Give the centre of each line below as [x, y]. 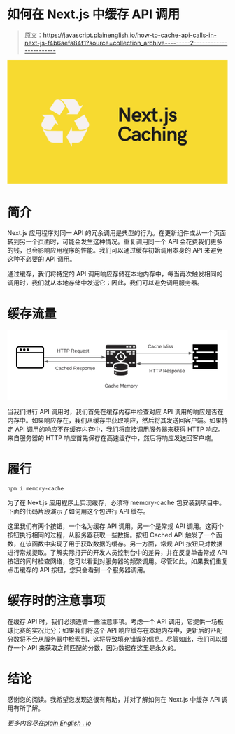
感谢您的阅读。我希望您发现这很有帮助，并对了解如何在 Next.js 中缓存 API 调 [117, 700]
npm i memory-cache [36, 489]
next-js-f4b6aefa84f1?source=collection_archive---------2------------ [126, 43]
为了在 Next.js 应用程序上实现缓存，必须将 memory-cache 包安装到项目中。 [116, 503]
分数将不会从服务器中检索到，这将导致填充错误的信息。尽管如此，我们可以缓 [117, 639]
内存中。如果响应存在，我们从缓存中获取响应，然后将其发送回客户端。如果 [114, 421]
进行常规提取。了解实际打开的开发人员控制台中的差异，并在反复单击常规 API [117, 553]
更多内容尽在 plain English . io [49, 723]
